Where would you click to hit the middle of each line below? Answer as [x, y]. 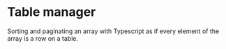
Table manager [52, 12]
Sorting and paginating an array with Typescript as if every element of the [113, 31]
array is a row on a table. [43, 38]
